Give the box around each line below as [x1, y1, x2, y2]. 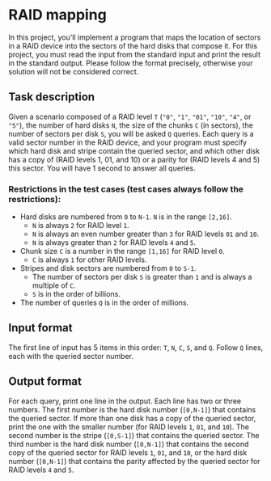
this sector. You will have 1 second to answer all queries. [8, 163, 196, 173]
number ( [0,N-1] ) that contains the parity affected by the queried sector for [8, 456, 260, 466]
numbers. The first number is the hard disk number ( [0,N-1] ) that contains [8, 404, 256, 414]
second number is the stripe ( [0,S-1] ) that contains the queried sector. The [8, 430, 260, 440]
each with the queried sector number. [8, 351, 134, 361]
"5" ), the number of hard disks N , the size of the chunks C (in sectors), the [8, 120, 253, 130]
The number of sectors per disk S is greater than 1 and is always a [32, 272, 252, 282]
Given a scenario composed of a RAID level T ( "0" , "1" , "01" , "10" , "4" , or [8, 112, 252, 121]
